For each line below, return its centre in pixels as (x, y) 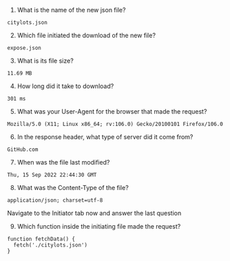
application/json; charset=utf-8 (55, 200)
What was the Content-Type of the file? (73, 188)
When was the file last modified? (63, 162)
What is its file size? (45, 61)
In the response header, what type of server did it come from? (105, 137)
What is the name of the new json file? (71, 10)
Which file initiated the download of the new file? (86, 35)
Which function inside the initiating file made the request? (99, 226)
